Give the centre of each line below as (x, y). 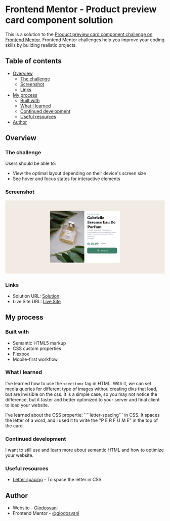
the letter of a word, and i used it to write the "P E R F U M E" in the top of (82, 420)
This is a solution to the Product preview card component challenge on (79, 34)
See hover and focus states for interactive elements (66, 179)
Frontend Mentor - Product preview (81, 9)
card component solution (59, 20)
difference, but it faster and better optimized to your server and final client (82, 399)
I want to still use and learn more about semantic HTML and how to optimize (85, 450)
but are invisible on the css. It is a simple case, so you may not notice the (81, 394)
